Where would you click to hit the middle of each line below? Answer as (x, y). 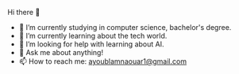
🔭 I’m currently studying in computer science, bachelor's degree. (125, 27)
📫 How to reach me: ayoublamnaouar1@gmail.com (103, 61)
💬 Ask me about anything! (61, 52)
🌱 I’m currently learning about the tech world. (93, 36)
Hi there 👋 (24, 12)
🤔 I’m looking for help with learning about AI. (91, 44)
